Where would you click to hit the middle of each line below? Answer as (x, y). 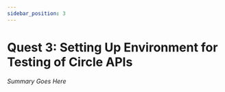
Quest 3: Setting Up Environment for (113, 47)
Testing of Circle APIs (70, 62)
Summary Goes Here (37, 81)
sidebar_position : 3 (37, 13)
